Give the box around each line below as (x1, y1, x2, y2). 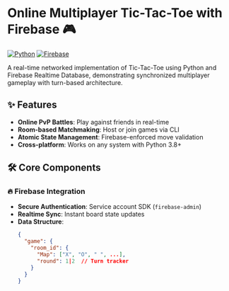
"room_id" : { (30, 244, 69, 252)
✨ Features (7, 99, 57, 111)
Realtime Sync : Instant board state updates (17, 210, 145, 219)
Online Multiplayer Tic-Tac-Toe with (7, 5, 223, 21)
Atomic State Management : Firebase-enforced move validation (17, 132, 204, 141)
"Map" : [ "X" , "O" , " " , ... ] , (36, 251, 126, 258)
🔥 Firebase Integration (7, 186, 86, 196)
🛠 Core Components (7, 161, 101, 174)
